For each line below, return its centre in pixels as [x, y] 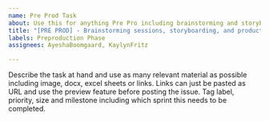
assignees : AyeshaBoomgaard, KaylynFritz [78, 45]
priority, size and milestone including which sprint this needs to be [118, 100]
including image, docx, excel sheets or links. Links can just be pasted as [127, 84]
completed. [27, 109]
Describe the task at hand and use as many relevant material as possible [128, 75]
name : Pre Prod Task [43, 16]
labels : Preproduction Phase [57, 38]
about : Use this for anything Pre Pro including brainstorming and [123, 23]
